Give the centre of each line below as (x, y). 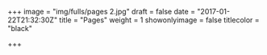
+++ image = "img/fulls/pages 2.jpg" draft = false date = (101, 12)
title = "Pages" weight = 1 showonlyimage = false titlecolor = (159, 20)
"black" (20, 28)
